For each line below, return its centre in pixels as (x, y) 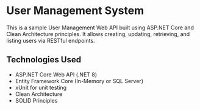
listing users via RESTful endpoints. (51, 40)
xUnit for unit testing (41, 87)
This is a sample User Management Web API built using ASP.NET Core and (100, 28)
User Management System (75, 11)
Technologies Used (44, 60)
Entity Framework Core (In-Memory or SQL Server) (79, 81)
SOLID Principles (36, 100)
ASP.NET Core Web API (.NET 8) (56, 75)
